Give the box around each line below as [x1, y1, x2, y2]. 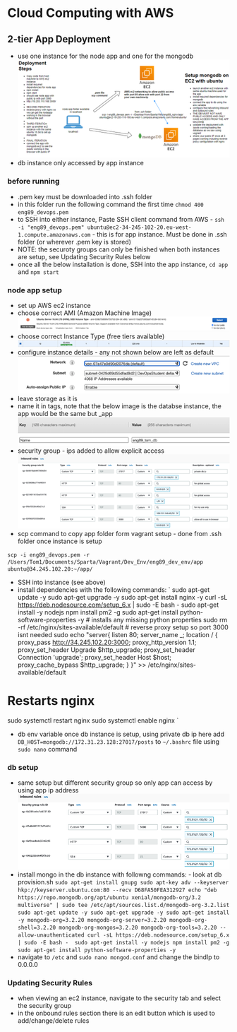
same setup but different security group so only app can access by [17, 778, 213, 787]
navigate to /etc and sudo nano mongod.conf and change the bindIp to [17, 952, 220, 961]
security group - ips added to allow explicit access [17, 446, 164, 455]
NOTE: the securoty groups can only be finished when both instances [17, 245, 220, 254]
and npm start [17, 267, 59, 276]
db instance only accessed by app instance [17, 159, 145, 167]
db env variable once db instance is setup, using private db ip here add [17, 730, 224, 738]
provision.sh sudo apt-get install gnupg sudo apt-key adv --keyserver [17, 877, 229, 886]
